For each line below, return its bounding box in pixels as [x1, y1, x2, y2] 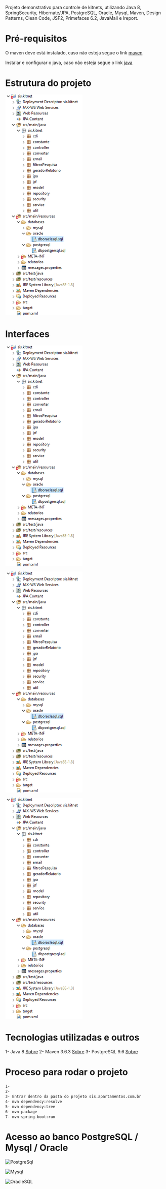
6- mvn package [5, 1109, 37, 1114]
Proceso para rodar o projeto [5, 1066, 128, 1078]
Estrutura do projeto [5, 77, 92, 89]
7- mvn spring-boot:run [5, 1114, 56, 1119]
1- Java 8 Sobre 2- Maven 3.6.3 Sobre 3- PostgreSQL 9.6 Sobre [5, 1048, 138, 1054]
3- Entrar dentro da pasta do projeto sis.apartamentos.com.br [5, 1094, 142, 1099]
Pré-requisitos [5, 33, 67, 45]
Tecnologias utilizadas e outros [5, 1032, 140, 1043]
